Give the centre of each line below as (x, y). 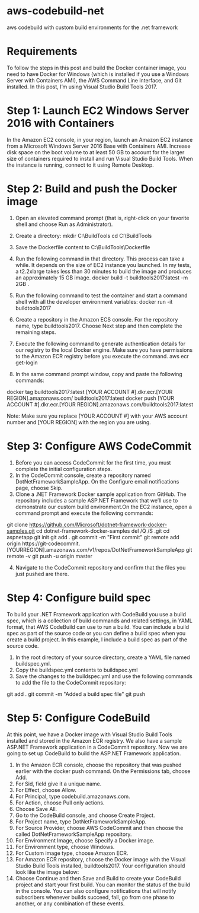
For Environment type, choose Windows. (65, 847)
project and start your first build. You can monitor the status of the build (103, 885)
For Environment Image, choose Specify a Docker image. (85, 840)
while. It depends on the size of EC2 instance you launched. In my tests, (103, 265)
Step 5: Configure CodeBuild (78, 718)
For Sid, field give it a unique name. (58, 784)
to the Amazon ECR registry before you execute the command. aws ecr (102, 356)
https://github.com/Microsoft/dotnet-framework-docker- (98, 524)
